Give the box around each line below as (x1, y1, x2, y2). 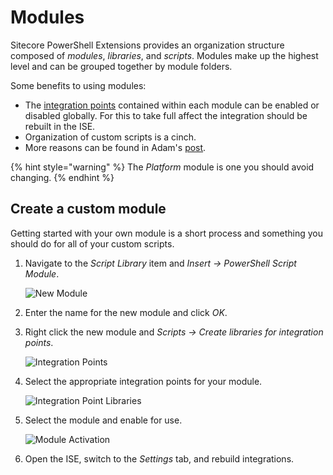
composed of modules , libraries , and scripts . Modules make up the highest (10, 49, 319, 61)
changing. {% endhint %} (10, 171, 115, 183)
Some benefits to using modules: (10, 79, 147, 91)
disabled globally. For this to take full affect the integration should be (24, 109, 308, 121)
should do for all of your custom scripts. (10, 237, 175, 250)
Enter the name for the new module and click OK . (24, 306, 228, 318)
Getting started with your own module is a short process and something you (10, 227, 324, 239)
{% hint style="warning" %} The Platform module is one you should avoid (10, 161, 315, 173)
